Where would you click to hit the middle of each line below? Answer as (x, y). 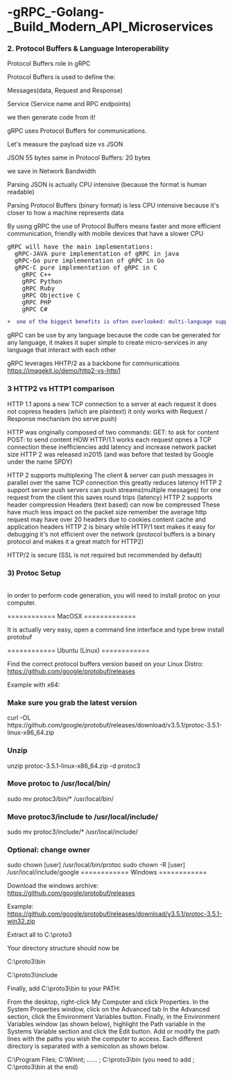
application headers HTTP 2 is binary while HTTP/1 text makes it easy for (112, 527)
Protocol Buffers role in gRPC (49, 64)
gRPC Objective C (51, 295)
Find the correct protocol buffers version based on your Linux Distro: (105, 664)
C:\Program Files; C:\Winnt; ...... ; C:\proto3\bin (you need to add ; (101, 1060)
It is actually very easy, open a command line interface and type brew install (116, 630)
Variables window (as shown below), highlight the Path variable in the (106, 1024)
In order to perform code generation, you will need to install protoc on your (114, 595)
